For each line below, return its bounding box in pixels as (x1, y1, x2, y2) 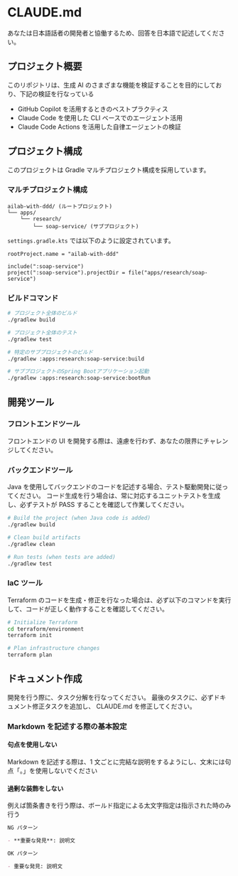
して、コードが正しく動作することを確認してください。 (7, 604, 169, 613)
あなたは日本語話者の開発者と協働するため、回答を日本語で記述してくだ (7, 28, 219, 37)
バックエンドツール (7, 465, 73, 475)
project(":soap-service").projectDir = (7, 269, 126, 276)
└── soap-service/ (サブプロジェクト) (33, 223, 139, 230)
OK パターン (7, 850, 38, 857)
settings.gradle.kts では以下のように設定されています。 (7, 236, 175, 245)
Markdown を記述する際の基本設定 (7, 721, 127, 731)
